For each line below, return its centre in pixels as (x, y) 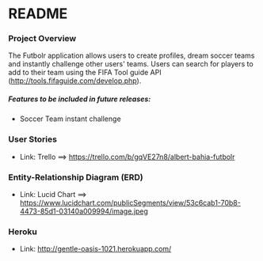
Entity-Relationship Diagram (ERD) (76, 177)
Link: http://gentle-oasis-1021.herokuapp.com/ (95, 249)
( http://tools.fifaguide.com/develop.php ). (75, 81)
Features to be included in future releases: (80, 99)
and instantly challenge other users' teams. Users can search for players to (131, 64)
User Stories (33, 139)
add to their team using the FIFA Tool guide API (85, 73)
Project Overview (42, 39)
